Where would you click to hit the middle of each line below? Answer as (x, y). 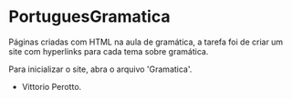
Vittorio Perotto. (52, 86)
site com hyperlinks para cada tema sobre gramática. (109, 51)
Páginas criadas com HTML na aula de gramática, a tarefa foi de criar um (146, 42)
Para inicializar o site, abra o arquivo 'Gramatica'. (100, 69)
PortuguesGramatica (89, 17)
